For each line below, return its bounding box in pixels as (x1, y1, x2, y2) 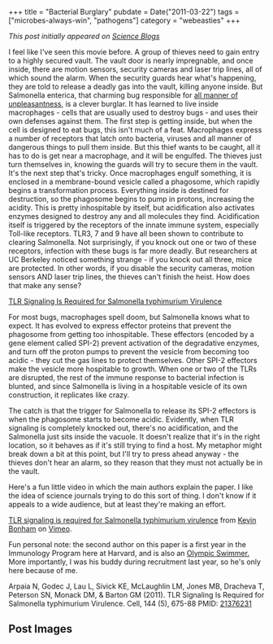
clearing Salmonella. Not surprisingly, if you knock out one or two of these (8, 238, 258, 247)
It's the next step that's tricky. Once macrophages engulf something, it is (8, 169, 252, 177)
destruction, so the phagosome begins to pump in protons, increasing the (8, 195, 254, 204)
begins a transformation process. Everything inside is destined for (8, 186, 229, 195)
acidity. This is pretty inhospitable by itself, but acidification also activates (8, 203, 255, 212)
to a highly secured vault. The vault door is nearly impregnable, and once (8, 56, 253, 65)
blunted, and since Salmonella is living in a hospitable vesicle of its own (8, 382, 248, 391)
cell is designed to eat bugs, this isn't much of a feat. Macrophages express (8, 125, 262, 134)
